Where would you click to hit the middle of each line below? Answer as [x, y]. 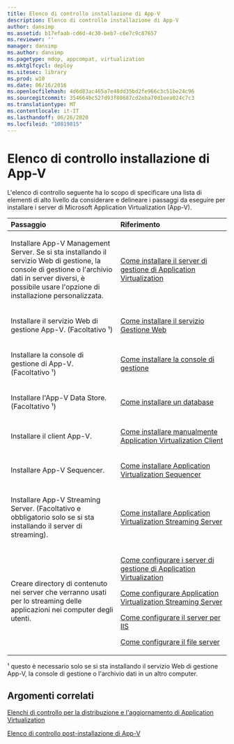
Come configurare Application [170, 593]
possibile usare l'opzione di [55, 287]
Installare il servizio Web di [55, 321]
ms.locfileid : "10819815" [45, 124]
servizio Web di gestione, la [56, 261]
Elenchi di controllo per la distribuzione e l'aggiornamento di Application [110, 713]
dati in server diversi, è [48, 278]
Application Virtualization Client [172, 440]
